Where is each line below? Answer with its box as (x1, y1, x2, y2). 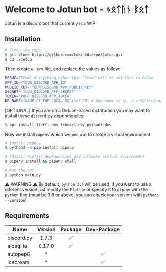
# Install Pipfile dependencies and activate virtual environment (5, 154, 145, 159)
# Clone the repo (5, 47, 41, 53)
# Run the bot (5, 168, 35, 173)
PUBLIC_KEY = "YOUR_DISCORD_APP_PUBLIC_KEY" (5, 85, 94, 90)
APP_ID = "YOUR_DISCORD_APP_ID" (5, 80, 68, 85)
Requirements (5, 212, 49, 220)
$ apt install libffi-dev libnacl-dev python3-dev (5, 122, 112, 127)
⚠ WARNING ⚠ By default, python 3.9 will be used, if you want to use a (5, 181, 152, 187)
